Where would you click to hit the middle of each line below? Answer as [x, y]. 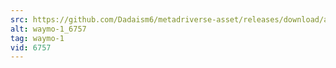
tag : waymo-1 [37, 38]
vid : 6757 [31, 47]
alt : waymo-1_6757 [48, 29]
